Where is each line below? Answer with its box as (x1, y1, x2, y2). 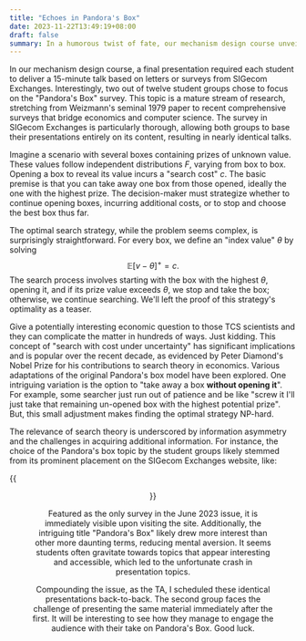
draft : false (9, 30, 59, 39)
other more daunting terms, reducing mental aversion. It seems (35, 537, 271, 548)
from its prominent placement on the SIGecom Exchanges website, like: (9, 455, 278, 466)
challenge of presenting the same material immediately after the (33, 603, 273, 614)
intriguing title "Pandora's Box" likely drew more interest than (38, 527, 268, 538)
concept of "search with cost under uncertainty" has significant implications (9, 340, 296, 351)
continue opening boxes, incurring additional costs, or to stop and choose (9, 198, 287, 209)
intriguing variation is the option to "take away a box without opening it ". (9, 379, 283, 390)
